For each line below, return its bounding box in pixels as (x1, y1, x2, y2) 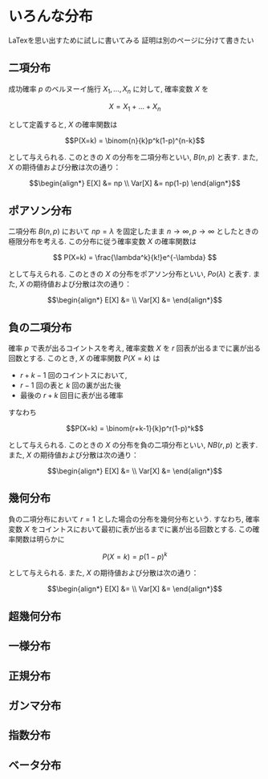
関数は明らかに (14, 534, 65, 544)
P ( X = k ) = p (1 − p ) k (102, 550, 168, 562)
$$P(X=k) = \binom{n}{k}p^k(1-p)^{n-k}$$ (64, 136, 205, 145)
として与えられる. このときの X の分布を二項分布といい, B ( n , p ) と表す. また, (8, 152, 258, 162)
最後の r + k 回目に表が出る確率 (19, 390, 124, 400)
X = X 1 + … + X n (108, 101, 161, 113)
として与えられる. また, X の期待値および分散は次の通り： (8, 568, 199, 578)
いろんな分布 (8, 7, 94, 26)
